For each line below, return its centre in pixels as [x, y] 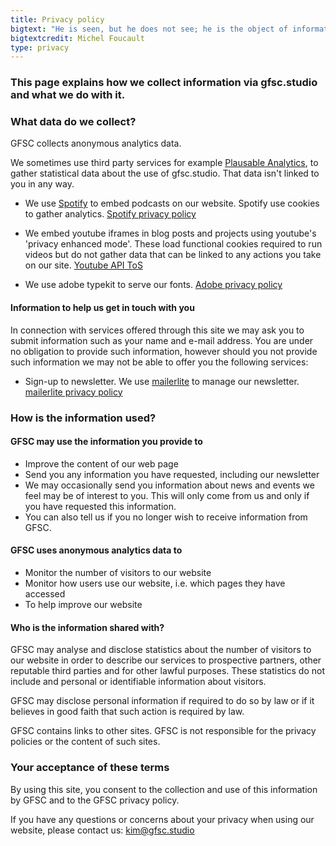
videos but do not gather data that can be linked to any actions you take [173, 255]
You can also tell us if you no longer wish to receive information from [166, 517]
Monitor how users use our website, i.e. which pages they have [155, 583]
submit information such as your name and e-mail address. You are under [162, 340]
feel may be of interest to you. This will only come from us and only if [167, 495]
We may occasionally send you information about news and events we [169, 485]
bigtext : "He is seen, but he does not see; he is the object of [149, 29]
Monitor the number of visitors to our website [118, 572]
